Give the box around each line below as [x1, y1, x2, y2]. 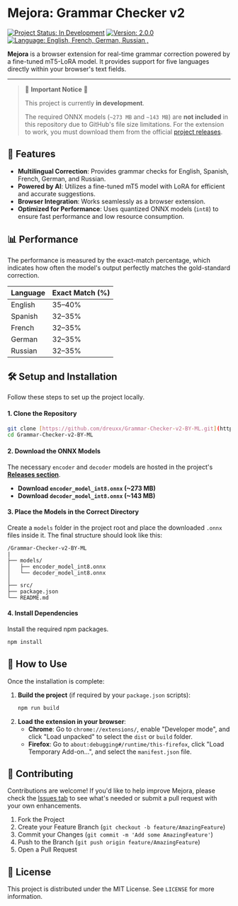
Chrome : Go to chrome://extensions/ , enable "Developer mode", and [28, 725, 230, 733]
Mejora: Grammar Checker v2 [7, 5, 186, 21]
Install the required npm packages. [7, 625, 109, 633]
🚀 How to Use [7, 658, 67, 670]
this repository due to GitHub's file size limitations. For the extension [24, 120, 225, 128]
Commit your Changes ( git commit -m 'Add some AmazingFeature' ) [17, 830, 214, 839]
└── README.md [7, 594, 50, 601]
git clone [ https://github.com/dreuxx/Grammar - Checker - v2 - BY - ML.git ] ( [7, 425, 220, 432]
